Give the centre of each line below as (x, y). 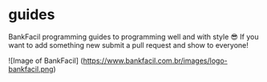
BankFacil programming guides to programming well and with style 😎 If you (133, 37)
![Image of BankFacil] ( (46, 61)
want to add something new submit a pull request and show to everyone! (128, 45)
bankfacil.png (31, 68)
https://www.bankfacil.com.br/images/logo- (155, 61)
